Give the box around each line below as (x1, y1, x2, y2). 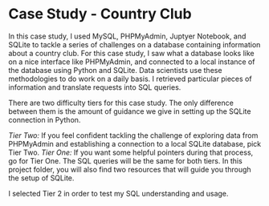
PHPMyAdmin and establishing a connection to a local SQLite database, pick (8, 139, 262, 148)
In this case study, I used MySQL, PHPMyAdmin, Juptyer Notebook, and (8, 31, 247, 41)
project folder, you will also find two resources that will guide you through (8, 164, 251, 174)
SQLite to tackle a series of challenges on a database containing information (8, 39, 261, 49)
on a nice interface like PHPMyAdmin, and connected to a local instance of (8, 57, 255, 67)
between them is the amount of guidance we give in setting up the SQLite (8, 106, 251, 116)
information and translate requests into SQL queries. (8, 82, 181, 92)
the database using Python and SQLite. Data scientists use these (8, 65, 222, 75)
